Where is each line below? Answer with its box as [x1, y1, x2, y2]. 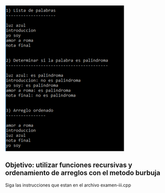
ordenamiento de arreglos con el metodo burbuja [5, 168, 161, 177]
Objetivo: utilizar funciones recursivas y [5, 161, 133, 169]
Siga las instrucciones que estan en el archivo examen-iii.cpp [5, 182, 131, 188]
